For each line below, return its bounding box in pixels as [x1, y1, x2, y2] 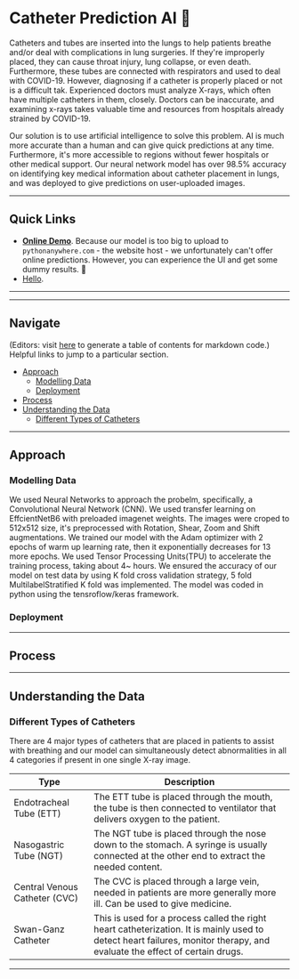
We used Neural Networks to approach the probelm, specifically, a [9, 494, 254, 506]
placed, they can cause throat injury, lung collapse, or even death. [9, 56, 252, 67]
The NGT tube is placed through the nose [93, 828, 267, 840]
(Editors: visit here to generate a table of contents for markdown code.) [9, 339, 270, 350]
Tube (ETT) [13, 807, 61, 820]
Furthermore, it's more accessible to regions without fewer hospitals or [9, 149, 270, 159]
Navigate [9, 316, 61, 331]
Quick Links [9, 212, 77, 227]
